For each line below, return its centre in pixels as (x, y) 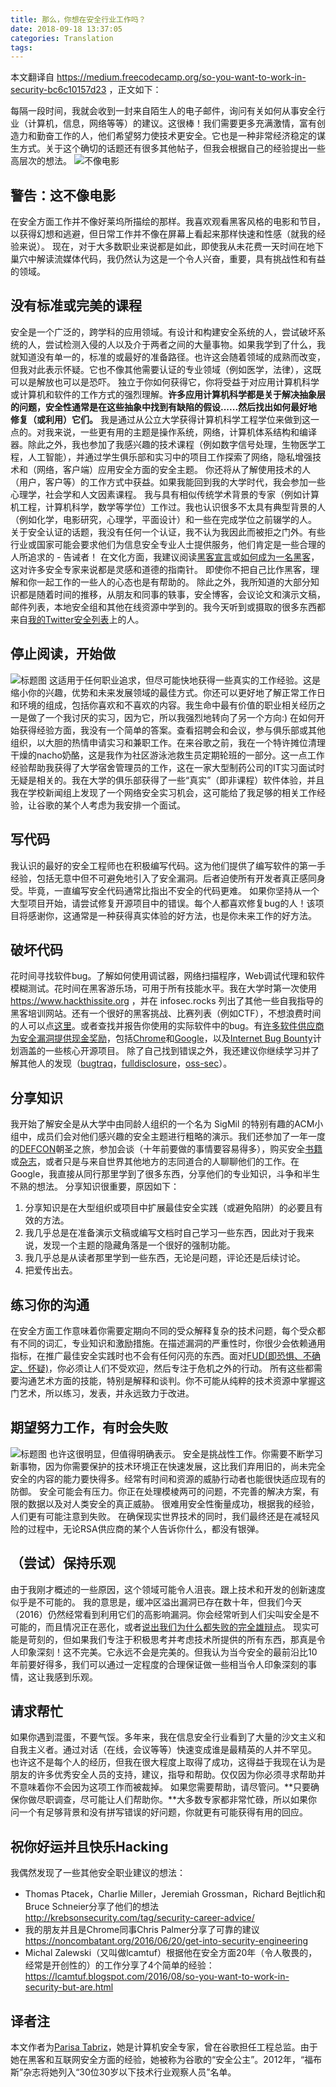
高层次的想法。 (41, 161)
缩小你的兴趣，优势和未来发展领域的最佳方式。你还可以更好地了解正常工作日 (168, 692)
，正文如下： (135, 90)
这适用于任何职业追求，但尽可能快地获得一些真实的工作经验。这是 (184, 680)
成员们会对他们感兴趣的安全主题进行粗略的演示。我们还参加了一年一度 (181, 1137)
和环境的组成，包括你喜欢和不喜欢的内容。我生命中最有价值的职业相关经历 (163, 705)
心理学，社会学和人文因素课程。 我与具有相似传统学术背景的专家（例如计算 (165, 494)
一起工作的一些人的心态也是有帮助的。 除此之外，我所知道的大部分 (173, 582)
